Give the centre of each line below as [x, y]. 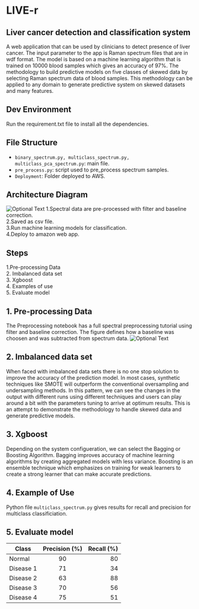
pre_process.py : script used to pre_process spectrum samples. [92, 170]
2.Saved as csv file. [30, 221]
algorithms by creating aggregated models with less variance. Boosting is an [100, 461]
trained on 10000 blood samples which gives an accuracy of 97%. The [93, 65]
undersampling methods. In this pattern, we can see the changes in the [93, 390]
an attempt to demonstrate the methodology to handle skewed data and [94, 409]
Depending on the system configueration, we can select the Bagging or [94, 449]
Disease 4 [23, 598]
